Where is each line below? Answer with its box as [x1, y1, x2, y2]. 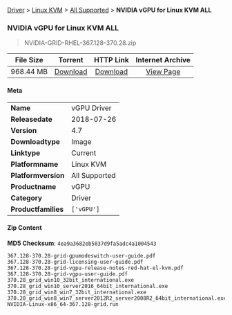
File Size [14, 55, 43, 65]
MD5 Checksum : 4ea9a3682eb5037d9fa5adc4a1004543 [7, 239, 157, 247]
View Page [146, 67, 181, 77]
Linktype [10, 148, 41, 158]
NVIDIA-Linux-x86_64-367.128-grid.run [7, 300, 119, 307]
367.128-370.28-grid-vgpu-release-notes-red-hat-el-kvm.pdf [7, 264, 184, 271]
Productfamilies [10, 204, 64, 214]
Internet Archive [135, 55, 191, 65]
